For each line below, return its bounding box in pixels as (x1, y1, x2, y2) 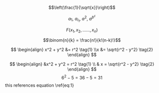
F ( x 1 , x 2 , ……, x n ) (66, 27, 98, 34)
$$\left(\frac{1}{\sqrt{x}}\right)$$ (48, 5, 116, 10)
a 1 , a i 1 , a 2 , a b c (68, 14, 96, 23)
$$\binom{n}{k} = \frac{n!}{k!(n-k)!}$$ (43, 37, 121, 43)
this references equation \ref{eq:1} (5, 82, 74, 88)
